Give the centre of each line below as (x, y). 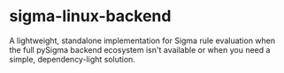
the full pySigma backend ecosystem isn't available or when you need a (140, 49)
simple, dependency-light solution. (72, 59)
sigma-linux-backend (90, 16)
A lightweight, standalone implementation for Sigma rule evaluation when (142, 40)
